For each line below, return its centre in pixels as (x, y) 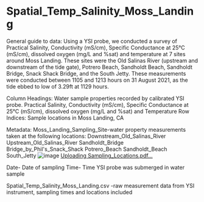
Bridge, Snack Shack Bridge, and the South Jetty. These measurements (96, 73)
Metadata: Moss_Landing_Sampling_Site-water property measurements (96, 129)
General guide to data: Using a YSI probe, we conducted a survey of (92, 41)
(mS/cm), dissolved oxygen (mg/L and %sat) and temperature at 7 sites (96, 54)
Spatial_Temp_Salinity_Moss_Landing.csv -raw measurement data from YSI (100, 186)
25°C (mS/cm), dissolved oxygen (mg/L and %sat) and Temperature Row (98, 111)
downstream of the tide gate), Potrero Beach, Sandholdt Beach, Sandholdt (100, 67)
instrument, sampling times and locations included (69, 192)
